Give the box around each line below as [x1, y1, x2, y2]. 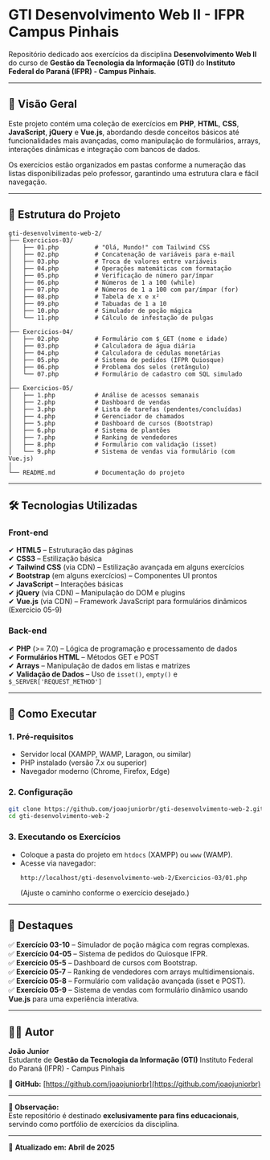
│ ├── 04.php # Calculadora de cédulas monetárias [8, 348, 221, 357]
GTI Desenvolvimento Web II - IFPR [8, 6, 245, 24]
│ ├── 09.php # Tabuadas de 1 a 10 [8, 299, 167, 307]
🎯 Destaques [8, 919, 74, 932]
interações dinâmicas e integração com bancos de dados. [8, 144, 201, 154]
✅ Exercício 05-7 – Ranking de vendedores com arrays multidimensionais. [8, 967, 255, 977]
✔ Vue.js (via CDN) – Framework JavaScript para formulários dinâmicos [8, 597, 247, 607]
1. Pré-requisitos [8, 730, 74, 742]
